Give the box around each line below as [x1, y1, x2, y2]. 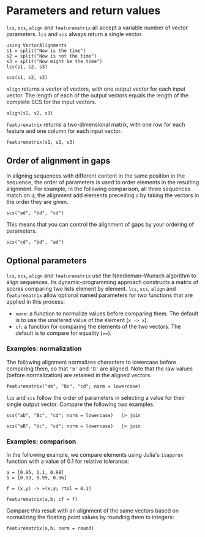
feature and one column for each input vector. [6, 127, 122, 135]
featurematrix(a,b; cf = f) [6, 497, 78, 503]
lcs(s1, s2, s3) [6, 64, 48, 70]
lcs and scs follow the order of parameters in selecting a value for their [6, 394, 185, 401]
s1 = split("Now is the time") [6, 47, 86, 54]
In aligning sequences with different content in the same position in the [6, 172, 185, 179]
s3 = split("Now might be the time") [6, 58, 103, 64]
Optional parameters [6, 255, 87, 266]
